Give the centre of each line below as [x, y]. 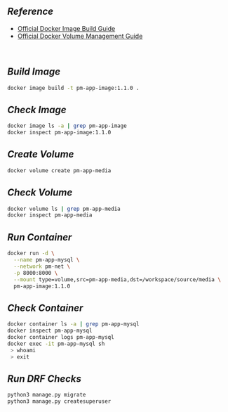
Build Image [34, 72]
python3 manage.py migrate [47, 395]
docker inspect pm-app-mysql [50, 331]
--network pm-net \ [42, 266]
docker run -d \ [31, 253]
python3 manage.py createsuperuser [59, 401]
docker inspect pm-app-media [50, 215]
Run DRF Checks [45, 379]
